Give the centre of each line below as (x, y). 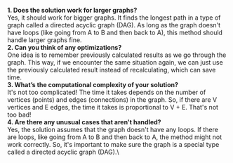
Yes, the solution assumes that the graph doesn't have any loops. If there (113, 130)
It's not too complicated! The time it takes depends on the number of (107, 92)
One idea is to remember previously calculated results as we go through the (117, 55)
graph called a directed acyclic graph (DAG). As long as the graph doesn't (114, 25)
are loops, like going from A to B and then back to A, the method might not (115, 137)
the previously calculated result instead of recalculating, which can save (112, 70)
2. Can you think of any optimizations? (65, 47)
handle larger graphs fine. (45, 40)
